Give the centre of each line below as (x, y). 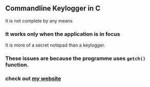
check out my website (33, 78)
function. (17, 65)
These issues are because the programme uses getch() (76, 58)
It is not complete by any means (39, 20)
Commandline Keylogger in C (53, 8)
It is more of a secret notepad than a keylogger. (55, 45)
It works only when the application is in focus (63, 34)
